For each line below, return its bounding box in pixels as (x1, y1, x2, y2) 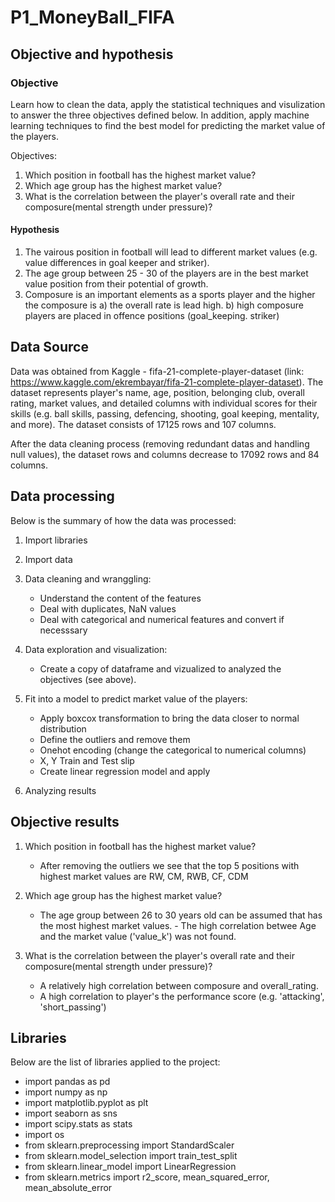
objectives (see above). (39, 673, 137, 685)
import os (24, 1129, 65, 1141)
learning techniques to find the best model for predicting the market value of (10, 119, 326, 131)
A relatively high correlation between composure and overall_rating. (39, 979, 319, 991)
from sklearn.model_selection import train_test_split (24, 1150, 238, 1162)
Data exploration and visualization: (24, 643, 168, 655)
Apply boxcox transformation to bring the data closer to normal (39, 712, 300, 724)
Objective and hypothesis (10, 46, 174, 63)
